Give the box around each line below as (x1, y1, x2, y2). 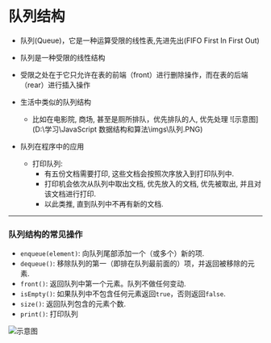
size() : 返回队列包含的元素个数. (19, 299, 127, 309)
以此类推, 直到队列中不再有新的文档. (44, 199, 164, 208)
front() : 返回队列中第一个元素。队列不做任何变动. (19, 279, 186, 289)
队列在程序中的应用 (19, 141, 85, 151)
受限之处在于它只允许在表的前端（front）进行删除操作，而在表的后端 (19, 69, 248, 79)
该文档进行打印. (44, 189, 97, 199)
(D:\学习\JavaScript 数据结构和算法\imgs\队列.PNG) (31, 124, 203, 134)
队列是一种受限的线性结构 (19, 52, 106, 62)
